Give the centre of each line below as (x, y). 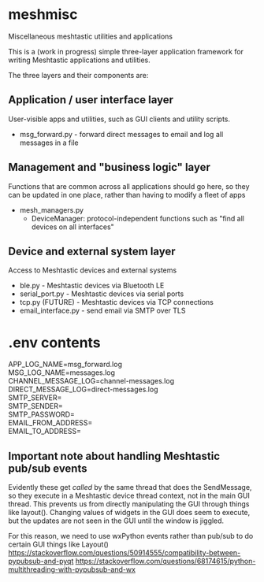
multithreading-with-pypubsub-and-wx (72, 569)
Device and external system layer (92, 251)
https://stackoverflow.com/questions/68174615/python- (165, 562)
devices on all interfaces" (73, 227)
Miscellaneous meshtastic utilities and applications (91, 36)
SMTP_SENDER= (35, 406)
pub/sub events (48, 468)
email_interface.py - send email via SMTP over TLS (102, 311)
